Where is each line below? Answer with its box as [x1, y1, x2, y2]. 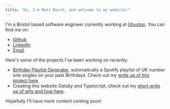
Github [12, 36, 27, 42]
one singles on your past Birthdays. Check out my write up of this [12, 72, 150, 78]
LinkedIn [12, 41, 31, 48]
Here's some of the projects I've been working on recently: [5, 57, 128, 63]
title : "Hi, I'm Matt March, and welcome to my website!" [5, 7, 130, 13]
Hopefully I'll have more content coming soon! [5, 98, 102, 104]
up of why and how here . [12, 88, 65, 94]
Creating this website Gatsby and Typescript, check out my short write [12, 83, 160, 89]
